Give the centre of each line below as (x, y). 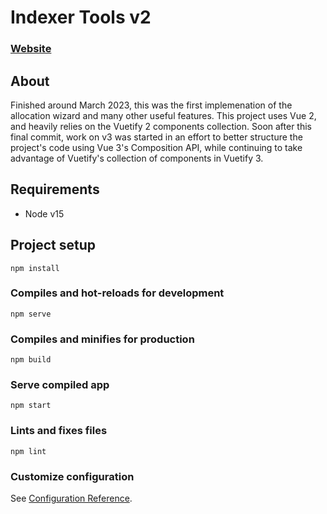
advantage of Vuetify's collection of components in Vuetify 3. (137, 158)
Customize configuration (72, 476)
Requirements (55, 189)
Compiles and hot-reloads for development (117, 293)
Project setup (53, 245)
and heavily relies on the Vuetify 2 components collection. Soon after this (161, 126)
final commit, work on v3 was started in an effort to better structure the (156, 137)
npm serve (31, 314)
